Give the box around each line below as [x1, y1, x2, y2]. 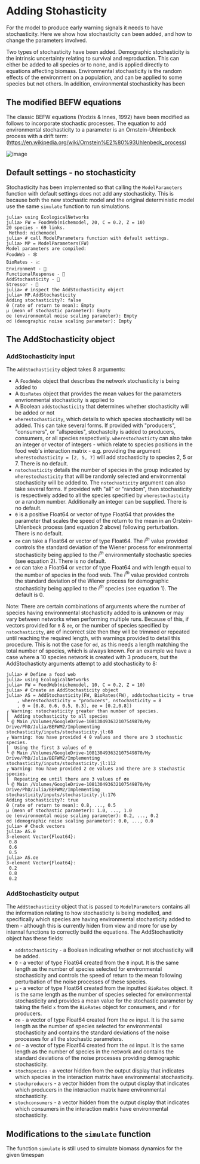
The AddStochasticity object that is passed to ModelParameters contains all [6, 903, 190, 910]
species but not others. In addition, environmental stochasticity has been [6, 80, 185, 87]
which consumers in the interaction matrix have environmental [14, 1105, 168, 1113]
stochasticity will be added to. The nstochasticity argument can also [14, 479, 186, 486]
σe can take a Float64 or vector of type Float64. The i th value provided [14, 537, 188, 544]
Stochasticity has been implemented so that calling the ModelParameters [6, 184, 183, 191]
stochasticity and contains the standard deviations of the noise [14, 1029, 170, 1036]
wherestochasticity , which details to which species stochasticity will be [14, 416, 192, 423]
